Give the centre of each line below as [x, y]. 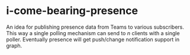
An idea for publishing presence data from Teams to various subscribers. [95, 27]
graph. [14, 46]
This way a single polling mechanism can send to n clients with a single [93, 33]
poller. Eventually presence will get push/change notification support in [93, 39]
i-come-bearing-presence [72, 11]
